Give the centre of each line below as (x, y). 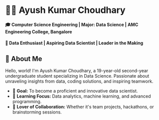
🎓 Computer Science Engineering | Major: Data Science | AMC (72, 24)
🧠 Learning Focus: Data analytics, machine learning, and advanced (81, 96)
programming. (27, 102)
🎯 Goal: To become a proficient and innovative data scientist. (75, 91)
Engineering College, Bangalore (39, 31)
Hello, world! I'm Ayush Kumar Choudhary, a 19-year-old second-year (77, 71)
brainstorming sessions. (37, 112)
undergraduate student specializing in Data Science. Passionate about (77, 76)
